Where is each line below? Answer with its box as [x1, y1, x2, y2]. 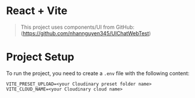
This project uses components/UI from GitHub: [20, 23, 135, 31]
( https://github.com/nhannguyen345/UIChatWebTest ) [20, 29, 151, 36]
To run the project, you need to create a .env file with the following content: [6, 69, 190, 77]
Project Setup [6, 50, 75, 64]
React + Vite [6, 4, 68, 18]
